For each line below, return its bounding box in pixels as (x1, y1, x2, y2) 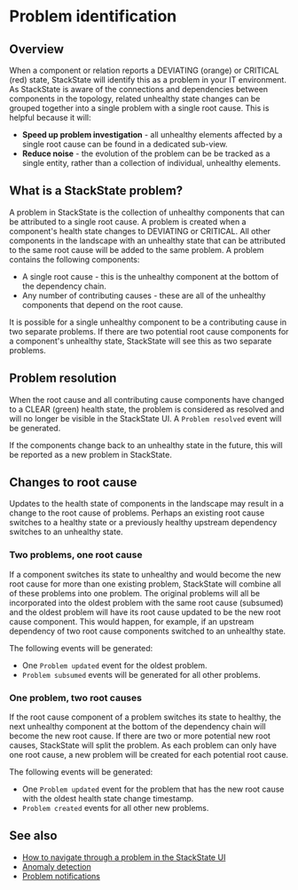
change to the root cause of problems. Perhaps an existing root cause (9, 508, 265, 518)
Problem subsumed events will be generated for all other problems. (21, 669, 262, 680)
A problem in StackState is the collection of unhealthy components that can (9, 207, 286, 217)
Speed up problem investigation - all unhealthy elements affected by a (21, 130, 283, 139)
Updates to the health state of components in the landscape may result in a (9, 499, 284, 509)
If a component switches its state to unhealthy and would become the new (9, 569, 281, 579)
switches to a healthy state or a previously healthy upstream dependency (9, 517, 278, 528)
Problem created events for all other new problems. (21, 803, 209, 814)
